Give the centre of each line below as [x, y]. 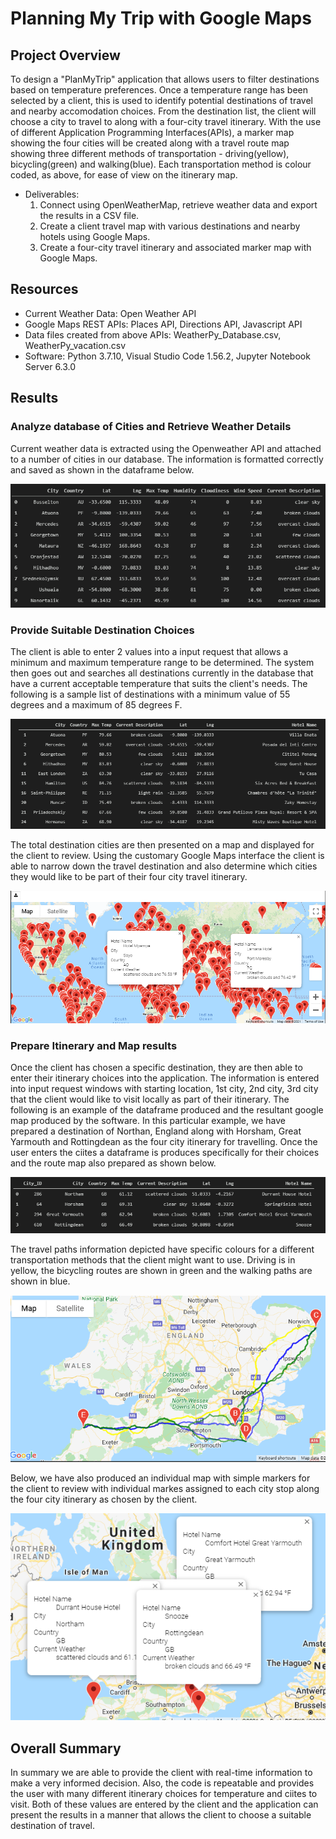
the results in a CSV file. [89, 215]
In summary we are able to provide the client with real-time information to [161, 1773]
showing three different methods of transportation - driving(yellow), [150, 153]
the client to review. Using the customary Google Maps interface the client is [167, 856]
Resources [44, 289]
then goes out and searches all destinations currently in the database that [162, 673]
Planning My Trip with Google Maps [161, 18]
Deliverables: [52, 194]
